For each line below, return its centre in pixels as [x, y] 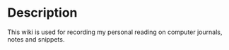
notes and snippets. [36, 39]
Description [42, 13]
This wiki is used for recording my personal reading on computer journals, [115, 32]
